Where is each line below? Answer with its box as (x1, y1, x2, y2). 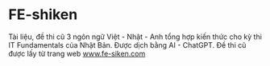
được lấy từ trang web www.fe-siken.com (8, 49, 146, 58)
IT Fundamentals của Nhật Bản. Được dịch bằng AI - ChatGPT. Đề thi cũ (8, 40, 247, 49)
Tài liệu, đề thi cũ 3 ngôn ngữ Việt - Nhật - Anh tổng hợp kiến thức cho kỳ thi (8, 32, 262, 41)
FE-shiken (8, 6, 78, 24)
